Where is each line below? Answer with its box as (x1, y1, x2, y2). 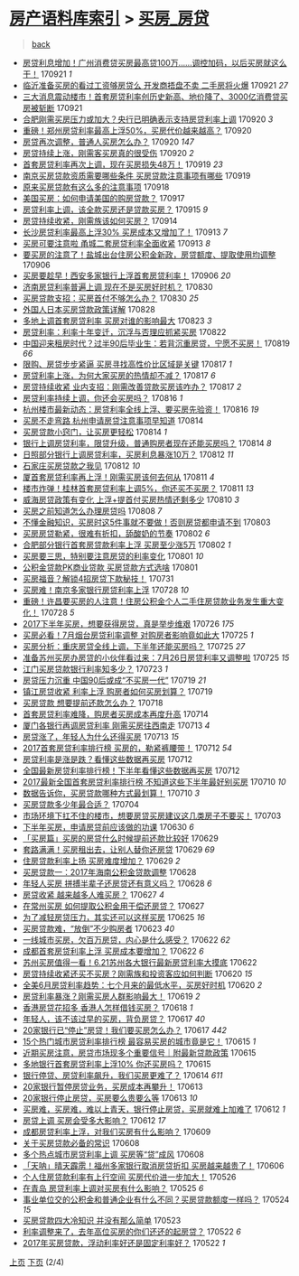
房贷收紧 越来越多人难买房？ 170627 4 (22, 889, 165, 899)
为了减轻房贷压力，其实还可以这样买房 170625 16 (22, 911, 205, 922)
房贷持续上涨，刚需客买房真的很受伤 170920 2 (22, 147, 194, 158)
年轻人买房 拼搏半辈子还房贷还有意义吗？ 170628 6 (22, 878, 212, 889)
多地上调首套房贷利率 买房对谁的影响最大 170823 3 (22, 315, 212, 326)
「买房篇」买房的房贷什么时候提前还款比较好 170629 (22, 833, 219, 843)
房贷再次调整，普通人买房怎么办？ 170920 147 (22, 136, 194, 147)
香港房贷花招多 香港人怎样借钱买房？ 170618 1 (22, 1001, 193, 1012)
